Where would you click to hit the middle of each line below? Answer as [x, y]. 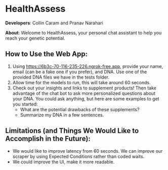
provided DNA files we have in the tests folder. [61, 77]
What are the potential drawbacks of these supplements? [80, 109]
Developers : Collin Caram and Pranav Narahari [54, 23]
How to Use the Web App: [46, 54]
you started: [25, 104]
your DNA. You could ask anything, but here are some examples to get [86, 98]
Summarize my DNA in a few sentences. [62, 115]
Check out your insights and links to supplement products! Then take [85, 88]
